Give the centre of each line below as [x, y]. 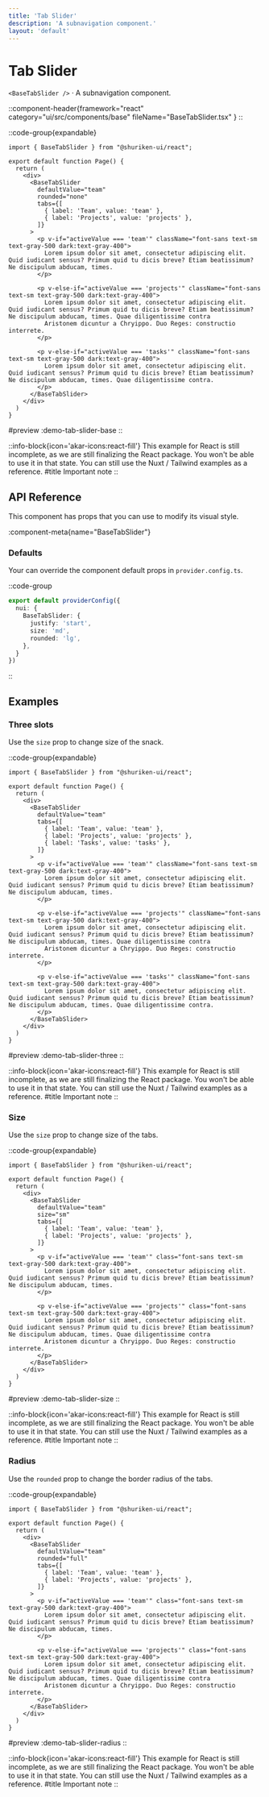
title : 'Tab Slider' [43, 16]
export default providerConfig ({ [64, 601]
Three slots [31, 724]
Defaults [25, 553]
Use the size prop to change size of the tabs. [83, 1135]
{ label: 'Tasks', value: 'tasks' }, [108, 843]
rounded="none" [63, 197]
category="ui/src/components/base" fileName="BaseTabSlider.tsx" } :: [126, 117]
